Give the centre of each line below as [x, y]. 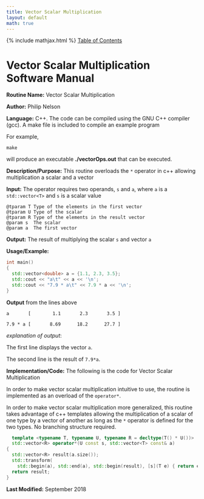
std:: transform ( [32, 461]
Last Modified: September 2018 [46, 489]
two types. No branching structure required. [61, 427]
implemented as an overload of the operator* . [64, 396]
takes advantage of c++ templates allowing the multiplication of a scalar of [100, 414]
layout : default [27, 18]
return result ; [31, 472]
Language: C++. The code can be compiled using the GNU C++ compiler [98, 119]
